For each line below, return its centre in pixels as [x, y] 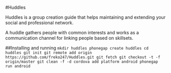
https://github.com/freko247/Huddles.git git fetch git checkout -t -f [83, 57]
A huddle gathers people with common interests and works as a [72, 32]
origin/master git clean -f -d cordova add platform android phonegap [82, 62]
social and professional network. [39, 23]
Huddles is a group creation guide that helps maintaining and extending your [85, 17]
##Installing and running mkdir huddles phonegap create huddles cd [77, 48]
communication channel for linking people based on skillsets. [69, 38]
